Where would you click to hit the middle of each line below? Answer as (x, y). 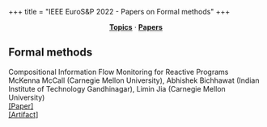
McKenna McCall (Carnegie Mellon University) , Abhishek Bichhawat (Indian (134, 80)
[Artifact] (23, 114)
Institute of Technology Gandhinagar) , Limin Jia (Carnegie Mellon (117, 88)
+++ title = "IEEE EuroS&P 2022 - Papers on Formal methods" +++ (119, 12)
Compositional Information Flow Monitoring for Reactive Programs (119, 72)
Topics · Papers (136, 27)
